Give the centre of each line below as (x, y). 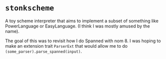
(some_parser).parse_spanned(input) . (44, 51)
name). (12, 31)
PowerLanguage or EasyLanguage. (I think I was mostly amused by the (78, 26)
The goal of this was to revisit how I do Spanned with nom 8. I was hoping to (83, 41)
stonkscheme (30, 8)
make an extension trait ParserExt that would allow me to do (66, 46)
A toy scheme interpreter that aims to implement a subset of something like (82, 21)
